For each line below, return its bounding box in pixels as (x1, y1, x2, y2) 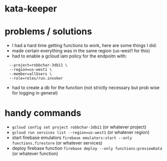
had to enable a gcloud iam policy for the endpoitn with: (11, 53, 127, 59)
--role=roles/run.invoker (9, 76, 63, 81)
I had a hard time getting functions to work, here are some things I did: (11, 42, 157, 48)
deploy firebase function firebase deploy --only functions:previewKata (11, 145, 162, 151)
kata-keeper (4, 3, 57, 14)
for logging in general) (11, 90, 58, 96)
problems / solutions (4, 26, 92, 37)
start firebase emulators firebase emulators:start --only (11, 134, 132, 140)
